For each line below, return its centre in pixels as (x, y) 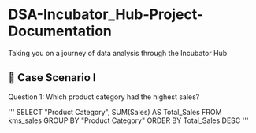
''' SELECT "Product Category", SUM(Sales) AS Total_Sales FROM (115, 112)
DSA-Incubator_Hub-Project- (106, 15)
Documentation (60, 31)
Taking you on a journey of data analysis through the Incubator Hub (118, 53)
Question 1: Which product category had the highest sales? (104, 97)
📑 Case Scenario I (52, 78)
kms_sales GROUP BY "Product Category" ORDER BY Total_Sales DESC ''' (129, 120)
